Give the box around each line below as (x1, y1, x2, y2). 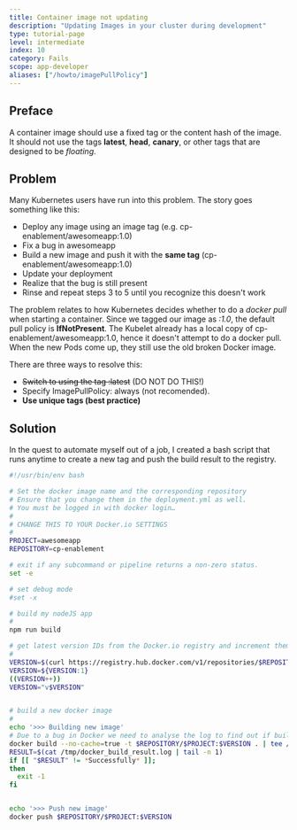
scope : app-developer (9, 63, 89, 72)
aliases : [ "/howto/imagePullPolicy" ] (9, 71, 148, 80)
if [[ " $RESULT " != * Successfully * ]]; (9, 756, 156, 764)
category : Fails (9, 54, 69, 63)
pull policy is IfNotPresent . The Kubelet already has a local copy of (9, 323, 254, 334)
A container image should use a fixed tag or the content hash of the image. (9, 127, 282, 137)
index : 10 (9, 46, 46, 55)
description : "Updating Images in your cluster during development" (9, 21, 267, 30)
